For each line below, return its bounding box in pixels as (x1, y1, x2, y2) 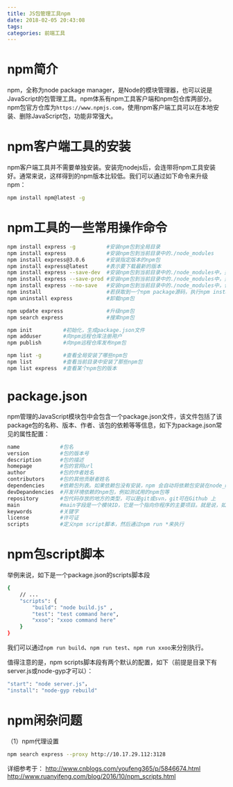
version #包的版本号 (7, 449, 89, 457)
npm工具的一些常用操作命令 (7, 220, 168, 236)
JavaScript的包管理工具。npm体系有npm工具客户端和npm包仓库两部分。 (7, 94, 216, 103)
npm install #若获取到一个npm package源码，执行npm (7, 289, 210, 296)
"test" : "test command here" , (32, 611, 119, 618)
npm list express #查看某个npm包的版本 (7, 365, 117, 372)
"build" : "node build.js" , (32, 604, 113, 611)
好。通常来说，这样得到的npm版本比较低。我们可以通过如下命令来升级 (7, 172, 209, 181)
